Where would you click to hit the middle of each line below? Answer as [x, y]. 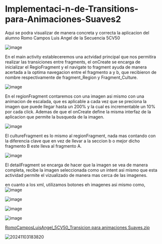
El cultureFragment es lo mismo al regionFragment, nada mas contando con [81, 136]
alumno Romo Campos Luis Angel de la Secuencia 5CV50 [62, 38]
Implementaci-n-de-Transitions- [72, 9]
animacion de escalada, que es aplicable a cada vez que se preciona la [76, 101]
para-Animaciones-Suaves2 [63, 19]
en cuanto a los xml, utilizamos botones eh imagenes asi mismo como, [75, 184]
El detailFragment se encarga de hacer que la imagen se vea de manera [77, 165]
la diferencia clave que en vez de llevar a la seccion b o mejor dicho [73, 141]
